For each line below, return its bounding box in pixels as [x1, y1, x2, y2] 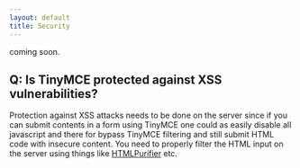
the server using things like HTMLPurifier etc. [9, 148, 178, 159]
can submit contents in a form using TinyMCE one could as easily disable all [9, 119, 292, 130]
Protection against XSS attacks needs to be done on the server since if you [9, 110, 288, 121]
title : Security [9, 22, 70, 31]
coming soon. [9, 46, 60, 57]
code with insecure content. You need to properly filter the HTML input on [9, 138, 284, 149]
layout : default [9, 13, 70, 22]
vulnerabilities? [9, 86, 99, 102]
